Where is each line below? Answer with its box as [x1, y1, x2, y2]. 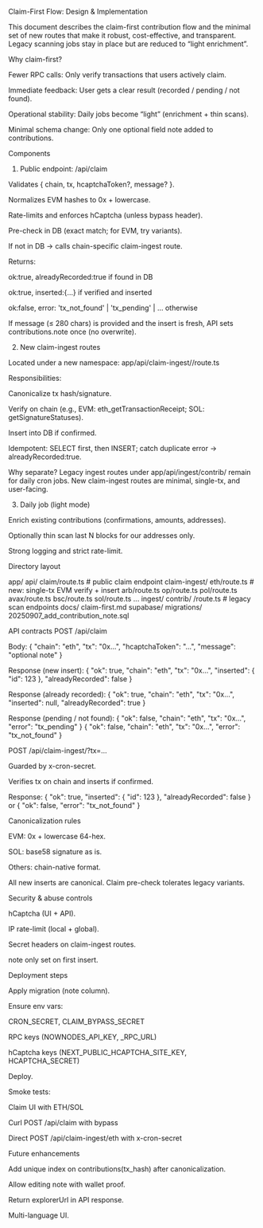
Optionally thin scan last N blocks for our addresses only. [8, 531, 195, 540]
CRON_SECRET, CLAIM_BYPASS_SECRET [8, 1017, 145, 1026]
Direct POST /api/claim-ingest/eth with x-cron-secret [8, 1133, 183, 1143]
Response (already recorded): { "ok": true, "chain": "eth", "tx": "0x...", [8, 689, 235, 699]
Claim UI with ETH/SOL [8, 1103, 84, 1112]
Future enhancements [8, 1149, 80, 1158]
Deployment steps [8, 971, 68, 979]
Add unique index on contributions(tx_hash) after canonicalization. [8, 1164, 226, 1174]
